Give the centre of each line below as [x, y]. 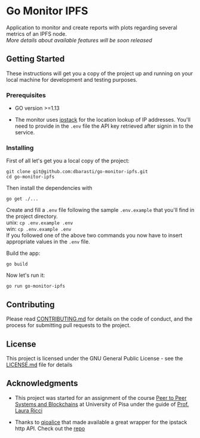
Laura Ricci [29, 411]
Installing [20, 147]
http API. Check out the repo [50, 428]
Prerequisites [26, 95]
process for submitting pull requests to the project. [69, 325]
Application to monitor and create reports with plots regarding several [92, 27]
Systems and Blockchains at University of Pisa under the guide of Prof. [102, 404]
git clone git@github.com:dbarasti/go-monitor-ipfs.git [77, 172]
